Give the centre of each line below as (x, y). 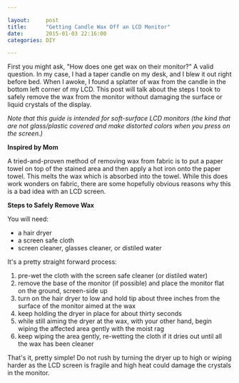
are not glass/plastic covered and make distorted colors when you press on (119, 126)
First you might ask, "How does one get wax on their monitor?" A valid (111, 67)
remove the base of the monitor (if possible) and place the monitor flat (121, 283)
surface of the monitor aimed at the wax (77, 306)
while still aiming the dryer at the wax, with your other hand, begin (115, 321)
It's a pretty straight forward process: (62, 262)
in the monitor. (29, 373)
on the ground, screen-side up (63, 291)
